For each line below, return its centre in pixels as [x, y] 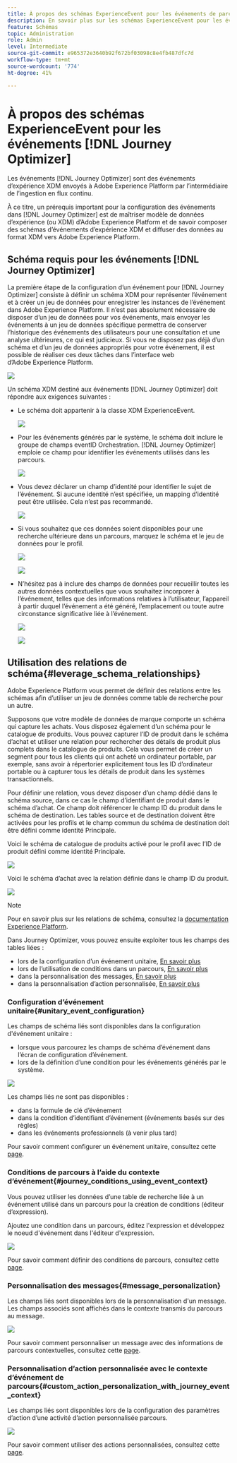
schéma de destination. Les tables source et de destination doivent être [111, 815]
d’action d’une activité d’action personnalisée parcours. [87, 1418]
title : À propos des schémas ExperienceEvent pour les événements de [112, 14]
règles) [28, 1126]
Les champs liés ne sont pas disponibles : [68, 1097]
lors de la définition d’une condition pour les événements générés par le [122, 1062]
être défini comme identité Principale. [62, 831]
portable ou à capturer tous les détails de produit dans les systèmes [106, 772]
